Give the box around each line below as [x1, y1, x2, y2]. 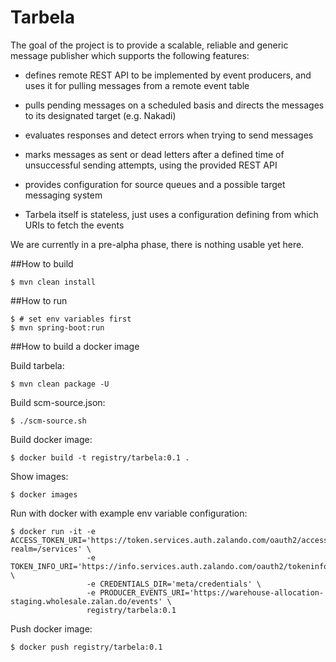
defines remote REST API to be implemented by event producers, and [24, 69, 312, 81]
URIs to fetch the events [24, 219, 125, 231]
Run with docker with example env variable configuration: [10, 507, 248, 519]
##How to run [10, 294, 68, 306]
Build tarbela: [10, 359, 65, 371]
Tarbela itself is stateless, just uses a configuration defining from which [24, 208, 319, 220]
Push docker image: [10, 622, 93, 635]
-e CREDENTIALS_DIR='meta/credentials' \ [86, 579, 262, 589]
